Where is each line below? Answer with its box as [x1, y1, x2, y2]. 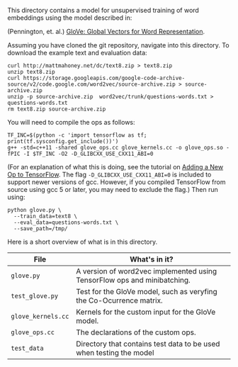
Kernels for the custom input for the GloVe [75, 307, 216, 317]
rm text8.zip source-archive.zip [7, 106, 106, 113]
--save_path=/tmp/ [13, 225, 69, 232]
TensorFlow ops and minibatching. [75, 276, 191, 285]
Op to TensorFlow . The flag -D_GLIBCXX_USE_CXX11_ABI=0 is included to [7, 170, 212, 179]
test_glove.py [11, 292, 59, 300]
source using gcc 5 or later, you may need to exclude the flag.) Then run [7, 186, 218, 193]
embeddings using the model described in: [7, 13, 132, 22]
